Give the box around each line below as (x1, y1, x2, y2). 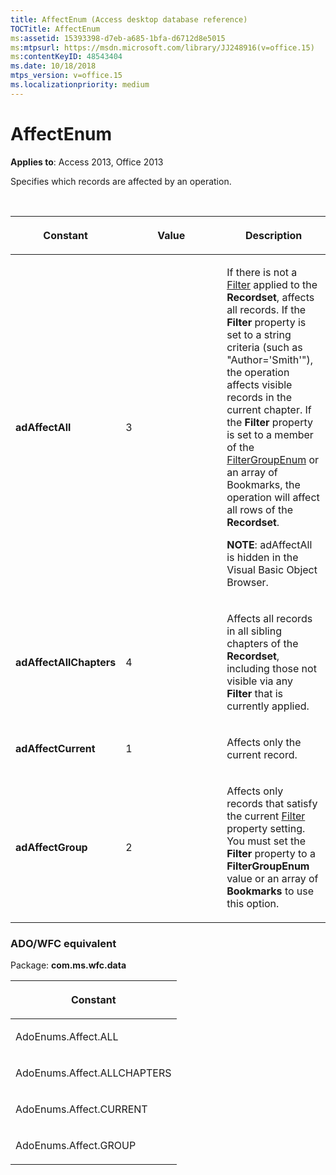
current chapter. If (226, 402, 312, 416)
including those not (226, 661, 317, 675)
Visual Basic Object (226, 562, 318, 576)
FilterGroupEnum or (226, 452, 320, 466)
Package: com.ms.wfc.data (10, 959, 127, 971)
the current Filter (226, 809, 306, 823)
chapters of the (226, 636, 299, 650)
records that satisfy (226, 796, 318, 810)
